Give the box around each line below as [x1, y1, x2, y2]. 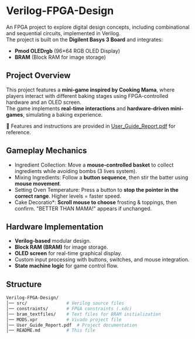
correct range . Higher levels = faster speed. [14, 192, 122, 199]
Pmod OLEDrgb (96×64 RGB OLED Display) [14, 47, 121, 54]
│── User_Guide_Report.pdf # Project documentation [6, 322, 138, 328]
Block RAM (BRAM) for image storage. [14, 243, 108, 250]
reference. [6, 128, 31, 135]
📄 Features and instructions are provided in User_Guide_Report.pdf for [6, 122, 176, 130]
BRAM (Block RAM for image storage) [14, 53, 107, 60]
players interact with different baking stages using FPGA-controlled [6, 92, 169, 99]
